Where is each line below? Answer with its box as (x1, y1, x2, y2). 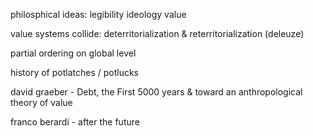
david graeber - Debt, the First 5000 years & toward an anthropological (10, 86, 303, 98)
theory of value (10, 97, 73, 108)
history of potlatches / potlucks (10, 67, 139, 78)
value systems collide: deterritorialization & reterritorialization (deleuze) (10, 28, 305, 39)
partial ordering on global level (10, 47, 137, 59)
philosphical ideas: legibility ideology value (10, 9, 187, 20)
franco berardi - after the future (10, 116, 140, 128)
